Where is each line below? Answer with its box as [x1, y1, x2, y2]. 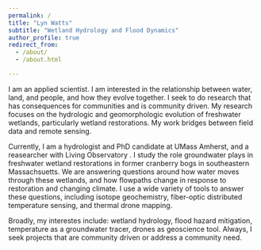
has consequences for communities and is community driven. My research [8, 100, 252, 111]
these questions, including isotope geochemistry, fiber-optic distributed [8, 191, 243, 202]
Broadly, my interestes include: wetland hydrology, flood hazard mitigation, [8, 215, 252, 225]
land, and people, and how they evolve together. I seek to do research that [8, 93, 251, 102]
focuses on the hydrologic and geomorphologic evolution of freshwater [8, 109, 242, 119]
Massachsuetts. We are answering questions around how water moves [8, 167, 240, 176]
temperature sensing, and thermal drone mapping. [8, 200, 173, 210]
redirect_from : [8, 41, 59, 49]
